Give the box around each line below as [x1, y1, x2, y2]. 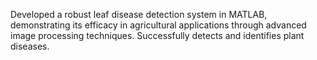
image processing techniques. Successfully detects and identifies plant [10, 30, 305, 41]
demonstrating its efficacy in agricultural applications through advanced [10, 19, 307, 31]
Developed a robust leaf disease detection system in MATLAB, [10, 9, 268, 20]
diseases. [10, 40, 50, 52]
